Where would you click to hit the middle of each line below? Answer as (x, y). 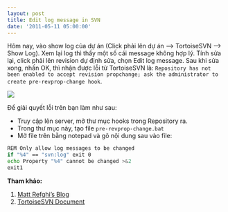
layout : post (26, 13)
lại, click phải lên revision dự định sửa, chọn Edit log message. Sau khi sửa (113, 61)
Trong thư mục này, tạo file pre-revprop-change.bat (90, 128)
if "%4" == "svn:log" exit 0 (49, 155)
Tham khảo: (25, 181)
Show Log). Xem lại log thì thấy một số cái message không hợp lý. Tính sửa (114, 53)
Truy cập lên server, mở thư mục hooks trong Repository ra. (103, 121)
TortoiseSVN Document (51, 202)
